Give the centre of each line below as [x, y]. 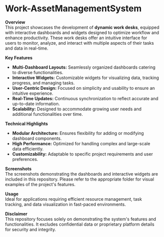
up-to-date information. [36, 104]
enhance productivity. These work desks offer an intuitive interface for [76, 38]
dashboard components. [37, 138]
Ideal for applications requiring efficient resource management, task [73, 199]
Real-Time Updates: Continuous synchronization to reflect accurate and [85, 98]
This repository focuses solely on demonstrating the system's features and [81, 219]
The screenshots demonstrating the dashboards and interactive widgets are [82, 174]
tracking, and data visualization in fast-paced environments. [66, 204]
